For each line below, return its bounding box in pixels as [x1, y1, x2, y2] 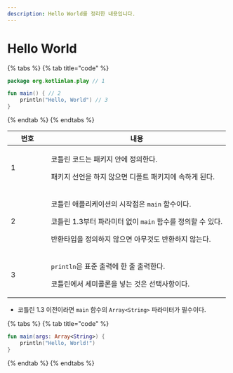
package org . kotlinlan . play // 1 [7, 77, 105, 84]
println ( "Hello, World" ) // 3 [20, 96, 109, 104]
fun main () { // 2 [7, 90, 61, 97]
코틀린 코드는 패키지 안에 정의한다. [51, 155, 158, 164]
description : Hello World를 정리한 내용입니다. [7, 10, 135, 18]
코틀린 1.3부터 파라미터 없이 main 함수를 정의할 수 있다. [51, 217, 223, 227]
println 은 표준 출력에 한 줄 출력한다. [51, 261, 166, 271]
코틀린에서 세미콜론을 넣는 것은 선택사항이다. [51, 279, 190, 289]
